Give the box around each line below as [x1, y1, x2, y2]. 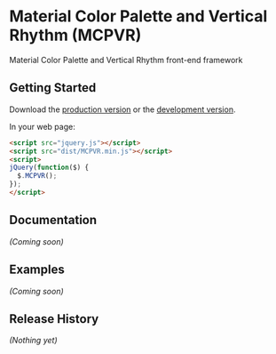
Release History [9, 311, 99, 326]
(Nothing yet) [9, 335, 58, 346]
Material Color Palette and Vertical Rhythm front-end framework [9, 54, 243, 65]
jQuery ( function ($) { [9, 163, 90, 173]
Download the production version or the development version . [9, 104, 236, 115]
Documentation [9, 213, 98, 228]
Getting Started [9, 80, 97, 95]
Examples [9, 262, 65, 278]
